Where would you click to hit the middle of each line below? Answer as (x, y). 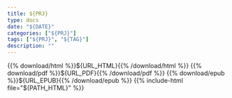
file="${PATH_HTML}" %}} (46, 88)
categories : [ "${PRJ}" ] (42, 33)
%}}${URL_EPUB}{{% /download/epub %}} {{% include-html (95, 80)
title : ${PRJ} (28, 14)
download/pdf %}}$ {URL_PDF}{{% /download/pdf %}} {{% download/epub (116, 73)
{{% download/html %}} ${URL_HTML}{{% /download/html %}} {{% (104, 66)
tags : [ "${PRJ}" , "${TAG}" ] (48, 40)
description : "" (31, 46)
